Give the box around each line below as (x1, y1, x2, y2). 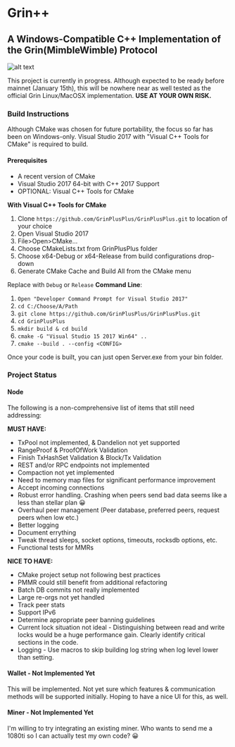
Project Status (7, 370, 58, 380)
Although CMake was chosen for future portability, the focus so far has (7, 125, 213, 133)
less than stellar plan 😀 (17, 498, 86, 506)
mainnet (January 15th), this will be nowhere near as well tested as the (7, 84, 211, 92)
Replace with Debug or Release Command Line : (7, 280, 143, 289)
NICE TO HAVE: (7, 557, 53, 565)
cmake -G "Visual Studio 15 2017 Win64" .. (17, 333, 148, 340)
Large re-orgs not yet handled (17, 593, 105, 601)
